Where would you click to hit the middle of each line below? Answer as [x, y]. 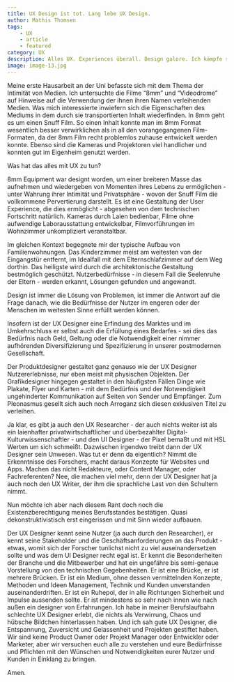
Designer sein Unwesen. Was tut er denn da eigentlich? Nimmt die [102, 454]
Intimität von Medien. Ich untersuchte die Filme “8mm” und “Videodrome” [112, 93]
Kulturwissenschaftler [38, 439]
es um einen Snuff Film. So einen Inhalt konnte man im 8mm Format [104, 122]
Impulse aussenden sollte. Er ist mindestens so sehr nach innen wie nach [112, 600]
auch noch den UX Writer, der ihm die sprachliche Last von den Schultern [112, 484]
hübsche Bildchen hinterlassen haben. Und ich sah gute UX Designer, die [112, 622]
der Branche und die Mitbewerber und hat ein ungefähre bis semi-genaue [113, 563]
